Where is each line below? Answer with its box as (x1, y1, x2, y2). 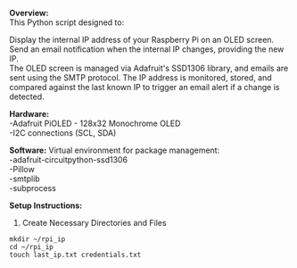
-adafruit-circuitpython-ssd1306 (9, 155, 128, 164)
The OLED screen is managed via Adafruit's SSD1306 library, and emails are (9, 63, 289, 73)
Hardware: (9, 109, 50, 119)
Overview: (9, 8, 49, 18)
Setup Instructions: (9, 200, 83, 211)
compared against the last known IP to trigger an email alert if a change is (9, 82, 280, 92)
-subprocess (9, 183, 56, 193)
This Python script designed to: (9, 17, 125, 28)
